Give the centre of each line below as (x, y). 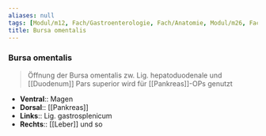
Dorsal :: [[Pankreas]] (54, 107)
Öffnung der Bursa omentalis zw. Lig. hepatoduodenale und (125, 75)
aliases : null (32, 15)
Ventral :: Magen (46, 99)
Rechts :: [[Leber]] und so (61, 124)
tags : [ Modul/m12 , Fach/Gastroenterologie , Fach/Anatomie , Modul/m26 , (127, 23)
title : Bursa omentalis (47, 30)
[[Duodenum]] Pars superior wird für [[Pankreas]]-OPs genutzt (130, 83)
